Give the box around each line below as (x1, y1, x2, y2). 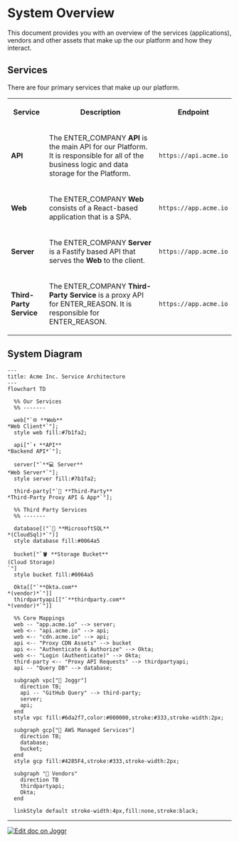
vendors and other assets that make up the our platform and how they (7, 36, 212, 44)
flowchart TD (7, 385, 46, 392)
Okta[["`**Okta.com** (14, 583, 78, 590)
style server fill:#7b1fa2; (14, 475, 97, 482)
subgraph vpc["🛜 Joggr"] (14, 676, 87, 684)
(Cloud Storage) (7, 558, 55, 566)
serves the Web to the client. (48, 255, 145, 265)
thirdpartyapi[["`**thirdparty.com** (14, 595, 126, 603)
